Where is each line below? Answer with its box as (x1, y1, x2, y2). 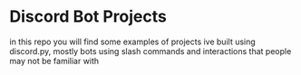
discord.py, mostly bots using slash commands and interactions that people (9, 45, 292, 56)
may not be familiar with (9, 55, 100, 66)
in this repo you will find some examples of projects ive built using (9, 36, 256, 47)
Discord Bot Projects (9, 6, 168, 27)
